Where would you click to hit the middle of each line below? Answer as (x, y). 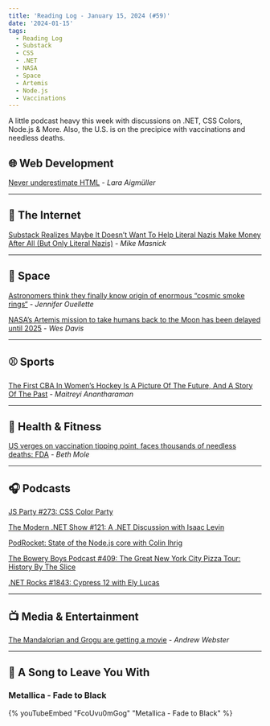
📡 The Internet (45, 215)
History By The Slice (42, 567)
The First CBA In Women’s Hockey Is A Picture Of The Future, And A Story (131, 385)
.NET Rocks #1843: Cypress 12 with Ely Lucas (84, 583)
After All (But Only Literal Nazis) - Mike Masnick (88, 243)
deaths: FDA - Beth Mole (49, 454)
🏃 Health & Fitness (55, 427)
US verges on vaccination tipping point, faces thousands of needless (123, 446)
